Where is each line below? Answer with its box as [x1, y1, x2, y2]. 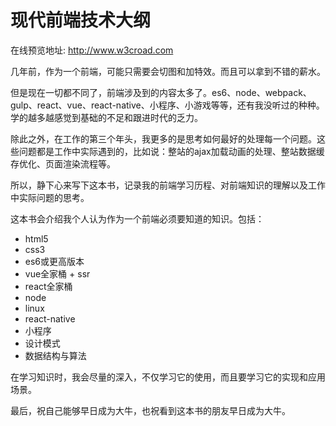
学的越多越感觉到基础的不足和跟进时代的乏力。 [10, 111, 203, 123]
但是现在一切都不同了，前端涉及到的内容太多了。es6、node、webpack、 [10, 86, 312, 98]
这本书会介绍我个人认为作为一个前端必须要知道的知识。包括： [10, 212, 265, 225]
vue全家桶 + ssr [24, 267, 91, 280]
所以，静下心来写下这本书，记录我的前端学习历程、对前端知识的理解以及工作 [10, 179, 326, 191]
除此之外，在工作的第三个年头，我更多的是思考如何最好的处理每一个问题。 [10, 132, 317, 145]
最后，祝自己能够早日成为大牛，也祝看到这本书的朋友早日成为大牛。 [10, 404, 291, 416]
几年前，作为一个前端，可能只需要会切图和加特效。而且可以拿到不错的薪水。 [10, 65, 326, 77]
